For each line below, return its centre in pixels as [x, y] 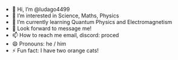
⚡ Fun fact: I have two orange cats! [55, 50]
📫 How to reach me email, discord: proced [65, 35]
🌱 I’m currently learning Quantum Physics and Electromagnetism [92, 22]
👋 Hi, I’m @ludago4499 [41, 9]
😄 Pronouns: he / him [39, 44]
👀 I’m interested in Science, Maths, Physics [65, 16]
